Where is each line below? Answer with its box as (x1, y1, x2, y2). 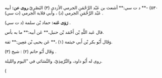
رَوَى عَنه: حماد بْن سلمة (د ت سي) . (4, 20, 71, 25)
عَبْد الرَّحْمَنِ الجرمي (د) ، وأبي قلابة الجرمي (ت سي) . (4, 10, 103, 16)
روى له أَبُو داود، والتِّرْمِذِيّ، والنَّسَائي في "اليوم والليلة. (4, 58, 103, 64)
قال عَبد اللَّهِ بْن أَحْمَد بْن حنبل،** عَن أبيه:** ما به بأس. (4, 29, 104, 35)
